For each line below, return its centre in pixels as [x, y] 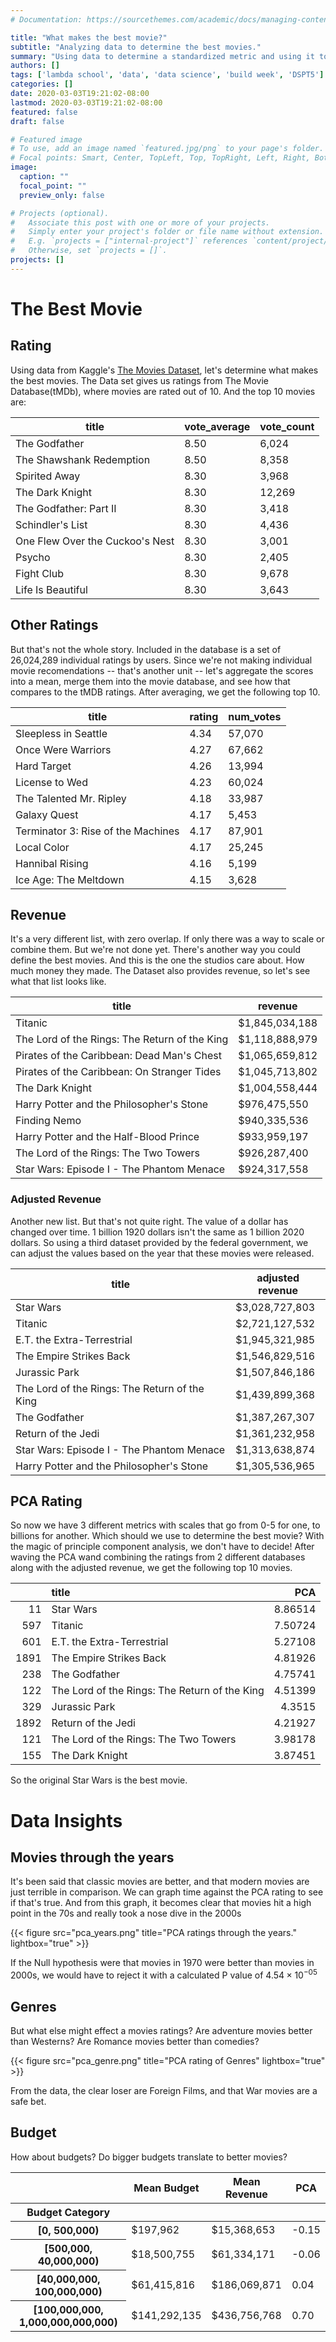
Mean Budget [166, 2188]
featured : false [44, 112]
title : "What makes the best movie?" [89, 37]
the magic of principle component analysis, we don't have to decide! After [162, 1547]
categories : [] [42, 84]
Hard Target [43, 766]
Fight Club [39, 573]
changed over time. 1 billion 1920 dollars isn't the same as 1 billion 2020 [157, 1232]
